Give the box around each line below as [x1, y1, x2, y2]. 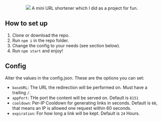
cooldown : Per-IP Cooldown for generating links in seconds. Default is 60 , [12, 100, 158, 106]
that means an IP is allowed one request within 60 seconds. [12, 105, 131, 111]
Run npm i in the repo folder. [12, 37, 69, 43]
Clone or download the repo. [12, 32, 70, 38]
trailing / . [12, 89, 31, 95]
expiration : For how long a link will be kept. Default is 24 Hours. [12, 110, 140, 116]
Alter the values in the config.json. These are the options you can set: [5, 75, 144, 81]
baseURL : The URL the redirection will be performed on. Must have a [12, 84, 147, 90]
